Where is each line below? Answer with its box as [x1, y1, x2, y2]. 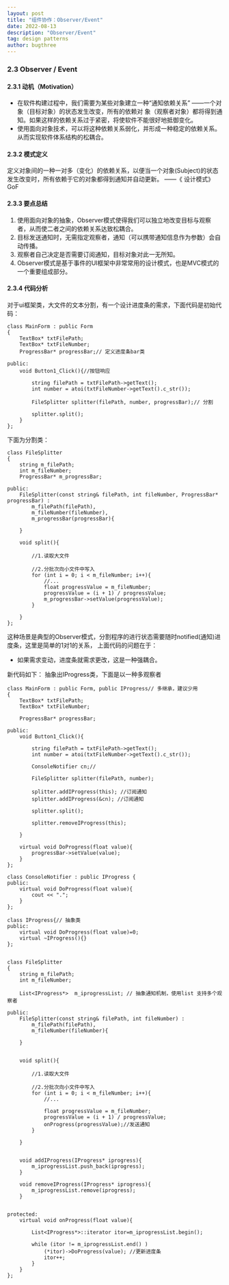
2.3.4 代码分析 [7, 284, 49, 292]
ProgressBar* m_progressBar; [19, 473, 103, 480]
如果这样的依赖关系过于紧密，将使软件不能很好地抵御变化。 [29, 116, 197, 124]
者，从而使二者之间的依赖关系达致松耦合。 [16, 224, 137, 233]
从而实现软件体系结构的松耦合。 [16, 133, 107, 141]
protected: [7, 1210, 38, 1218]
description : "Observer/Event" [7, 29, 96, 36]
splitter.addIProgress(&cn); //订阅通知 [31, 795, 144, 802]
